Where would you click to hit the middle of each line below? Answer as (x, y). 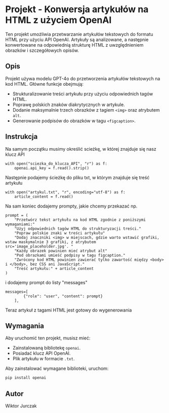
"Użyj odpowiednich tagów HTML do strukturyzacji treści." (78, 229)
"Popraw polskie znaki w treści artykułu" (60, 233)
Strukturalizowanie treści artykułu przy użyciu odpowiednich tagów (83, 94)
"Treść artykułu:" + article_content (54, 268)
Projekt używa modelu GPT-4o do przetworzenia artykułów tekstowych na (83, 78)
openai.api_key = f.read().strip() (52, 168)
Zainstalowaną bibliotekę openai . (47, 348)
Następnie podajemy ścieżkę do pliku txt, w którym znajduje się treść (77, 177)
